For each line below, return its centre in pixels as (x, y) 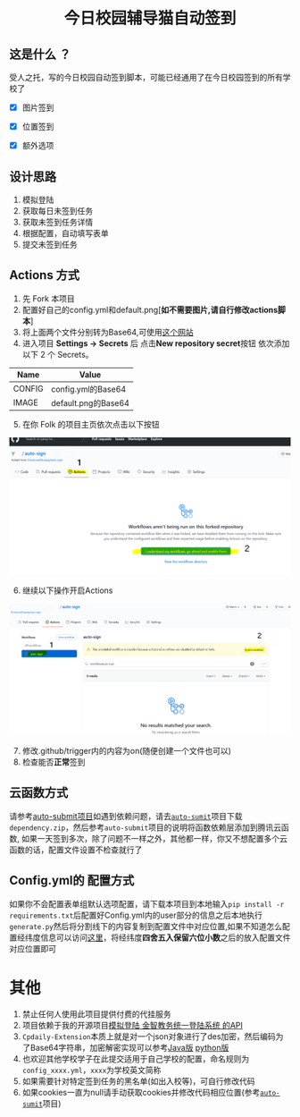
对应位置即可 (33, 948)
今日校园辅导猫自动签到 (150, 18)
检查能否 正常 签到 (54, 762)
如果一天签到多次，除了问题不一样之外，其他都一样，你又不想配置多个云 (154, 838)
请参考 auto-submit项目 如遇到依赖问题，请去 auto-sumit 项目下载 (126, 816)
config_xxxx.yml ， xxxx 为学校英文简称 (92, 1070)
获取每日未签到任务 (58, 211)
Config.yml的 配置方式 (72, 880)
